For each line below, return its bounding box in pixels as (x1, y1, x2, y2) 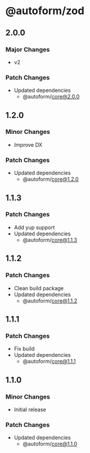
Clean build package (13, 284, 64, 291)
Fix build (13, 345, 35, 352)
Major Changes (5, 45, 50, 54)
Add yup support (13, 224, 55, 231)
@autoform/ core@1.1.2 (22, 297, 77, 304)
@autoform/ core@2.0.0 (22, 93, 80, 100)
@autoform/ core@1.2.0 (22, 176, 79, 183)
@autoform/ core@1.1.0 (22, 441, 77, 448)
